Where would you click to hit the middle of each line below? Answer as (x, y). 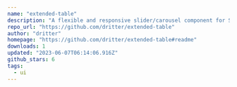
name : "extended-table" (42, 14)
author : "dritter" (34, 33)
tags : (15, 66)
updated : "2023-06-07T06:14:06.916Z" (63, 53)
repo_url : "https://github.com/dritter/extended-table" (91, 27)
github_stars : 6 (31, 60)
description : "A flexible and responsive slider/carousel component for (116, 20)
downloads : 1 (26, 46)
